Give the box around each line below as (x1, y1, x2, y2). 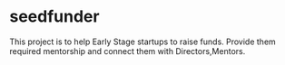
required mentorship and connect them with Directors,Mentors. (9, 45, 246, 56)
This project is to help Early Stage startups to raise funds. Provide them (9, 36, 277, 47)
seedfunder (9, 6, 100, 27)
